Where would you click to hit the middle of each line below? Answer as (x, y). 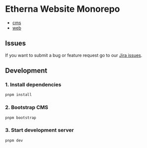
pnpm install (18, 95)
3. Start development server (39, 130)
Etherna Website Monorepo (62, 9)
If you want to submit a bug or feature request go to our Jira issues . (74, 55)
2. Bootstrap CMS (27, 108)
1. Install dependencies (33, 85)
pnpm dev (14, 140)
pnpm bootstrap (21, 118)
